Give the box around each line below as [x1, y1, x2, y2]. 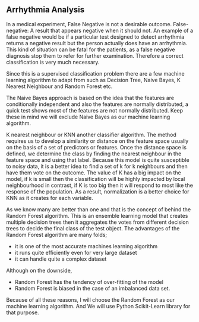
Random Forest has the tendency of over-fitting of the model [14, 278, 163, 285]
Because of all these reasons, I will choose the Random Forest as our [6, 296, 175, 303]
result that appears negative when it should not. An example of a [35, 27, 194, 34]
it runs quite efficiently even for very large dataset [14, 249, 138, 256]
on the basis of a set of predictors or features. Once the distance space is [6, 143, 187, 151]
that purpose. [6, 309, 40, 316]
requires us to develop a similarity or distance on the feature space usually [6, 137, 189, 145]
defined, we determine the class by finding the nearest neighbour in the [6, 150, 182, 157]
